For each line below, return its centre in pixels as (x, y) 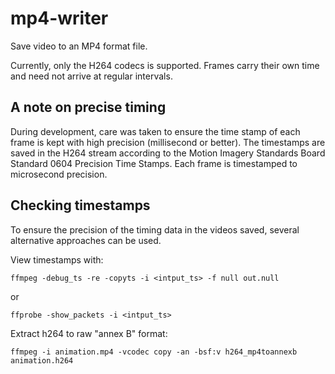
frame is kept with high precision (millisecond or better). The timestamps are (168, 142)
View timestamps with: (57, 259)
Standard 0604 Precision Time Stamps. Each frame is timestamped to (154, 163)
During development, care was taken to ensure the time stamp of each (155, 131)
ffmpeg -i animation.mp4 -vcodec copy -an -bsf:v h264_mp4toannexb (154, 352)
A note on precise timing (88, 107)
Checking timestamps (80, 205)
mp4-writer (59, 18)
